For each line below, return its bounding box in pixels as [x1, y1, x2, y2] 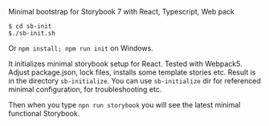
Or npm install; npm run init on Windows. [8, 43, 154, 53]
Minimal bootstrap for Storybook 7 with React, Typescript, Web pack [8, 7, 235, 16]
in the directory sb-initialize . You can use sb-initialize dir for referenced [8, 76, 261, 85]
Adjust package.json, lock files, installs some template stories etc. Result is [8, 67, 256, 77]
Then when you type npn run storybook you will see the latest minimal [8, 100, 241, 109]
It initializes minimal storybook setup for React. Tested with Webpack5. [8, 59, 243, 68]
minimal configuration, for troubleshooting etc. [8, 84, 162, 94]
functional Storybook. [8, 108, 80, 118]
